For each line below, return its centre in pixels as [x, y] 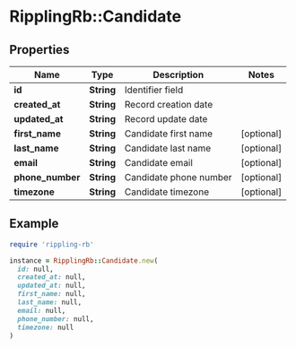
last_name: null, [50, 302]
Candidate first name [169, 134]
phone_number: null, [56, 319]
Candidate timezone [166, 192]
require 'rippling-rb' [52, 244]
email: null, [42, 310]
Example [34, 224]
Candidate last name [168, 148]
